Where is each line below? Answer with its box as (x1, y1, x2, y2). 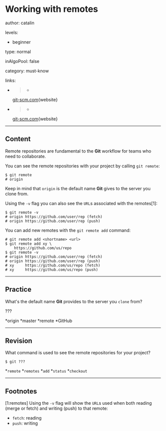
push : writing (12, 420, 38, 427)
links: (5, 77, 16, 83)
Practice (5, 285, 32, 294)
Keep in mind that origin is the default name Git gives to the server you (5, 185, 151, 191)
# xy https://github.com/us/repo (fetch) (5, 263, 100, 268)
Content (5, 135, 31, 143)
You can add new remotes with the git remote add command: (5, 227, 131, 233)
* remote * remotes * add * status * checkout (5, 368, 87, 374)
